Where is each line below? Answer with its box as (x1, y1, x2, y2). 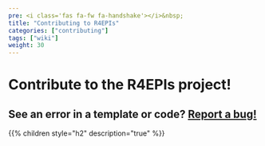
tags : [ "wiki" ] (8, 34, 59, 42)
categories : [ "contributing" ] (8, 26, 109, 34)
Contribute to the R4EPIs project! (8, 76, 231, 94)
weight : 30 (8, 41, 45, 49)
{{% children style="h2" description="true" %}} (8, 128, 165, 138)
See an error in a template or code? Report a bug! (8, 107, 257, 120)
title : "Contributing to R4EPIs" (8, 19, 120, 27)
